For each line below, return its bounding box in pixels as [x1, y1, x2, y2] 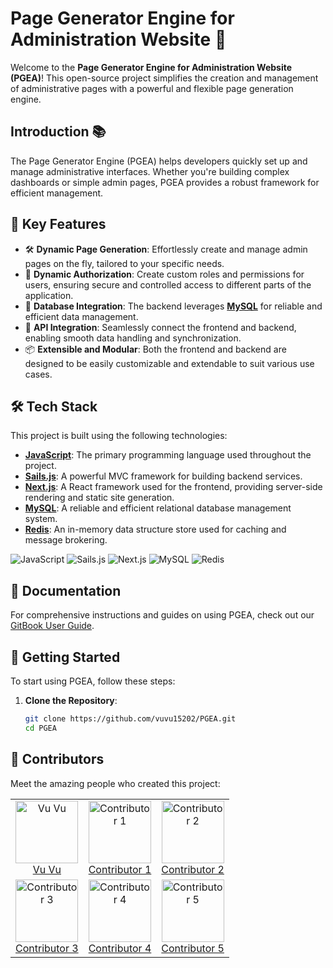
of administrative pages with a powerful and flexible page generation [10, 82, 294, 94]
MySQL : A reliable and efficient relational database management [24, 502, 292, 514]
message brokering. [24, 534, 108, 546]
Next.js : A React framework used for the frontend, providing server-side [24, 481, 323, 493]
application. [24, 289, 74, 301]
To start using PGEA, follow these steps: [10, 675, 176, 687]
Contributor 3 [15, 941, 79, 955]
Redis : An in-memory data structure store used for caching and [24, 523, 287, 536]
